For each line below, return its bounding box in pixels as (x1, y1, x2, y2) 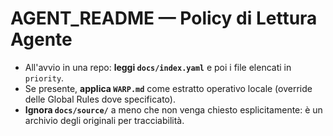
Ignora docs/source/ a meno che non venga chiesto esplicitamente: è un (24, 103, 323, 116)
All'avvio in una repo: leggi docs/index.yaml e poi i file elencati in (24, 61, 292, 73)
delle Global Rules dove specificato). (24, 93, 176, 105)
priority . (24, 72, 65, 84)
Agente (10, 28, 73, 51)
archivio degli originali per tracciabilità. (24, 114, 185, 126)
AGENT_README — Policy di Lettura (10, 7, 318, 30)
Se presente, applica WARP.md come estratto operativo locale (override (24, 82, 313, 94)
